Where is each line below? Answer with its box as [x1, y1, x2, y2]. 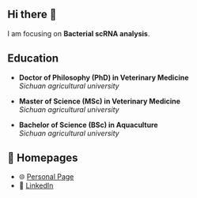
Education [7, 52, 59, 65]
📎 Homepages [7, 151, 78, 165]
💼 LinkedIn [18, 181, 54, 190]
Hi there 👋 [7, 8, 57, 21]
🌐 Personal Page [18, 172, 74, 181]
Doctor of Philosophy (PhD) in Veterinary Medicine [18, 73, 189, 82]
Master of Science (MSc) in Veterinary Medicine [18, 96, 181, 106]
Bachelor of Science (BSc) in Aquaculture [18, 120, 159, 129]
